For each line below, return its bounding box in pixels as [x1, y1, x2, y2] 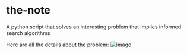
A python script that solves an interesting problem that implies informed [6, 23, 182, 30]
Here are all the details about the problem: [6, 41, 109, 48]
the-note [6, 4, 50, 17]
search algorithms [6, 29, 50, 36]
